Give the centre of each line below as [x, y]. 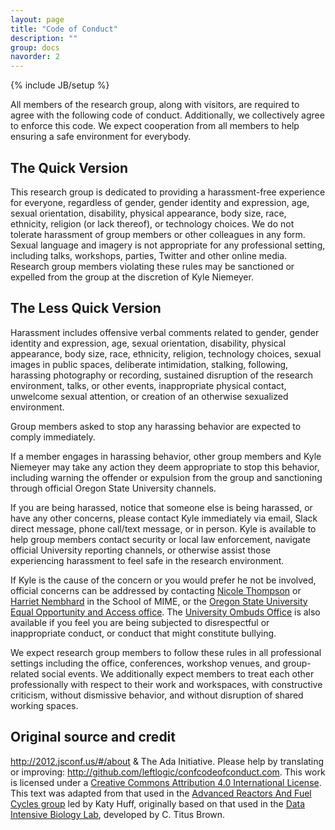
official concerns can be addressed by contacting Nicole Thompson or [156, 590]
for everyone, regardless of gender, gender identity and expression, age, [160, 202]
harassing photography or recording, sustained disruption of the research [161, 375]
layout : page [37, 19]
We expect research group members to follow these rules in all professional [166, 652]
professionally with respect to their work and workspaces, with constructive [166, 684]
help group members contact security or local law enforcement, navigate [160, 539]
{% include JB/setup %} [60, 85]
